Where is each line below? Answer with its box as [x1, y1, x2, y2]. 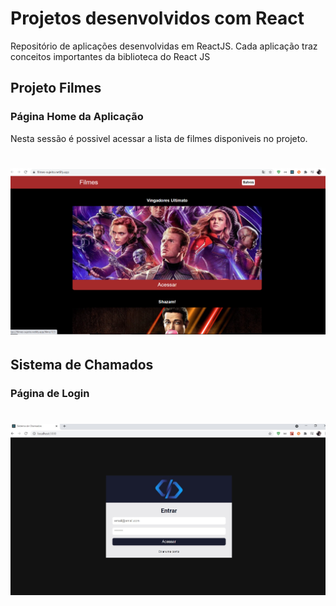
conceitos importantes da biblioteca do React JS [10, 50, 211, 62]
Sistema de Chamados [10, 357, 154, 374]
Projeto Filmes [10, 80, 102, 97]
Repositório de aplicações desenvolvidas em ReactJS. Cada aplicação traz [10, 40, 318, 52]
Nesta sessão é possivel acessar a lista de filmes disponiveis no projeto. [10, 132, 308, 144]
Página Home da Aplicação [10, 110, 144, 124]
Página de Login [10, 387, 90, 401]
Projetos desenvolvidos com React [10, 7, 305, 30]
